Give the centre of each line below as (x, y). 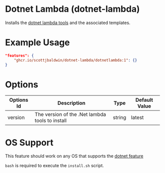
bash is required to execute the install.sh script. (55, 166)
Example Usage (38, 43)
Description (71, 103)
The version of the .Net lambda (70, 115)
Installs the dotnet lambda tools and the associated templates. (68, 23)
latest (137, 117)
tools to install (51, 120)
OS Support (29, 142)
